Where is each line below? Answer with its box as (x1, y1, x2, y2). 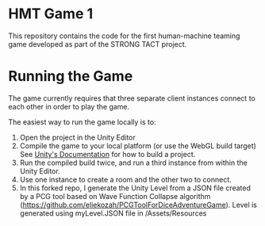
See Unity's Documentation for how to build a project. (19, 149, 196, 159)
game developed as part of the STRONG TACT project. (8, 39, 187, 48)
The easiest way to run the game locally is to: (8, 117, 156, 127)
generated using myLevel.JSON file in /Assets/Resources (19, 208, 207, 218)
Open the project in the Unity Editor (19, 132, 136, 142)
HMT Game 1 (8, 5, 94, 23)
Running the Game (8, 67, 133, 86)
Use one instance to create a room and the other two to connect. (19, 174, 232, 184)
